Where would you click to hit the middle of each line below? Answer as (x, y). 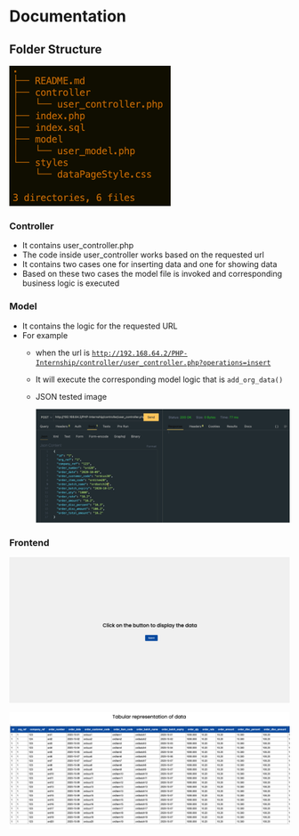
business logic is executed (71, 283)
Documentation (68, 16)
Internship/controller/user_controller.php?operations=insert (153, 362)
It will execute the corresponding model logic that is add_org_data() (159, 379)
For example (45, 335)
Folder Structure (56, 49)
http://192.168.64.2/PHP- (140, 353)
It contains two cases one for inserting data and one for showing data (149, 264)
